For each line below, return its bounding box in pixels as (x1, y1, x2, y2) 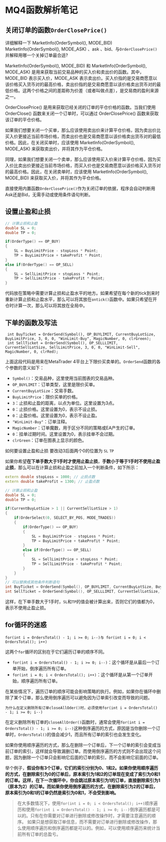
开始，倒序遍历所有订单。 (16, 665, 69, 672)
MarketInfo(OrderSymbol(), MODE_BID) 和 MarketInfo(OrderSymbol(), (5, 63, 147, 68)
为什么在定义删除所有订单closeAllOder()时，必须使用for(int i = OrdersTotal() (5, 705, 158, 710)
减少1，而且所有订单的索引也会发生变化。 (60, 731, 144, 737)
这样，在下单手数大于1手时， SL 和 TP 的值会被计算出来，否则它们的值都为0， (5, 599, 157, 605)
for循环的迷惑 (5, 620, 47, 629)
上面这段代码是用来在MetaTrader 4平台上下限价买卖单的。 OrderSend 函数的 (5, 359, 157, 364)
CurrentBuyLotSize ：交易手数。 (12, 388, 77, 393)
